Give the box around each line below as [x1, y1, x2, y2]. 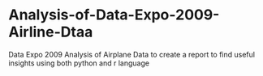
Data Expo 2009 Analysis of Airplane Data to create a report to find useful [8, 49, 256, 59]
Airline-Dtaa [8, 23, 93, 41]
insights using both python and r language [8, 58, 150, 68]
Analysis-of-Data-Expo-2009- [8, 6, 220, 24]
